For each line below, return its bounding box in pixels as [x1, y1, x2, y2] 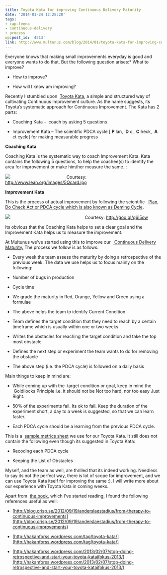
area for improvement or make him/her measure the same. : [5, 163, 127, 170]
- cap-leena [5, 21, 30, 26]
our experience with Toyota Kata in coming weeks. [5, 483, 109, 489]
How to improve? [12, 73, 47, 80]
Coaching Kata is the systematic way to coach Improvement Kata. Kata [5, 153, 151, 159]
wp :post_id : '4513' [5, 35, 46, 40]
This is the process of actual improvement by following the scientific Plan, [5, 198, 159, 205]
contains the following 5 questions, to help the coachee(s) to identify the [5, 158, 154, 164]
